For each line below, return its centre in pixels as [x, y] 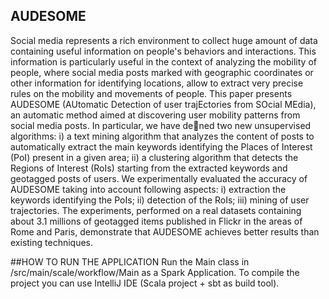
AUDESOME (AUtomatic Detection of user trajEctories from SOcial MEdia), [163, 104]
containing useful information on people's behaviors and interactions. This [163, 51]
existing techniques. [52, 242]
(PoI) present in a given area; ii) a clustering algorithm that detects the [154, 157]
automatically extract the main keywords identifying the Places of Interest [161, 146]
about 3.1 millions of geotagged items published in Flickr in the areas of [156, 221]
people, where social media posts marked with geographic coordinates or [162, 72]
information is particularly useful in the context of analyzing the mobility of [163, 61]
